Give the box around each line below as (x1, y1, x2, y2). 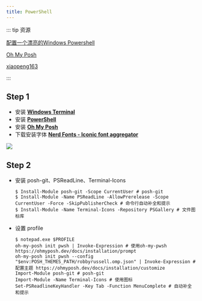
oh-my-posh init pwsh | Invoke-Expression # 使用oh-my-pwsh (14, 243, 167, 249)
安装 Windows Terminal (14, 108, 75, 116)
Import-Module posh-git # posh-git (14, 270, 105, 277)
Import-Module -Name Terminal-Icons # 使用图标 (14, 277, 133, 283)
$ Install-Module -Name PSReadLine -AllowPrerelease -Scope (14, 194, 169, 200)
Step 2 (6, 160, 31, 170)
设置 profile (14, 225, 43, 232)
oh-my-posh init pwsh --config (14, 253, 94, 259)
